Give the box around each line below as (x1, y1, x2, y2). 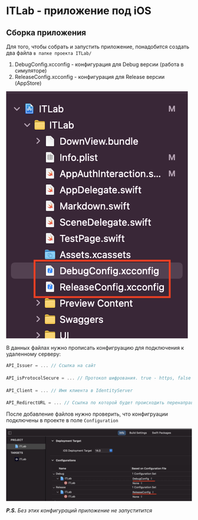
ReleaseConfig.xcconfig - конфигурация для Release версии (14, 74, 165, 80)
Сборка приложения (6, 28, 87, 38)
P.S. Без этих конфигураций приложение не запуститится (6, 507, 153, 514)
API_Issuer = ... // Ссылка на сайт (6, 363, 96, 369)
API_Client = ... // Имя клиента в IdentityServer (6, 387, 133, 393)
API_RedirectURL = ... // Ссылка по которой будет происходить (6, 400, 165, 406)
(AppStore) (14, 80, 42, 87)
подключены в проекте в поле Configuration (6, 417, 119, 424)
